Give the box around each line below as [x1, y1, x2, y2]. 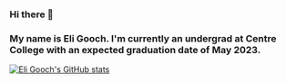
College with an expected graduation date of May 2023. [9, 43, 261, 56]
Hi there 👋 [9, 8, 55, 21]
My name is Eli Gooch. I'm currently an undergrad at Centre [9, 32, 277, 44]
